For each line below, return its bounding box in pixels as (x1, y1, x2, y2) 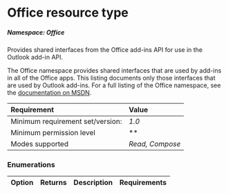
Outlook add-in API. (7, 53, 64, 62)
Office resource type (7, 5, 129, 21)
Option (10, 178, 34, 188)
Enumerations (7, 160, 55, 170)
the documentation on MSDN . (7, 89, 92, 97)
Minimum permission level (10, 128, 95, 138)
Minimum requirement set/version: (10, 116, 122, 126)
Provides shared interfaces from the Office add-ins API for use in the (7, 46, 203, 54)
